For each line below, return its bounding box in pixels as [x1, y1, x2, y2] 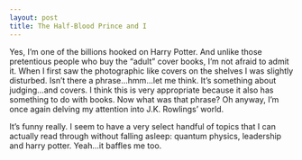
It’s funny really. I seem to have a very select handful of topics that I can [9, 120, 277, 131]
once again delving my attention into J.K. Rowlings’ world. [9, 103, 224, 114]
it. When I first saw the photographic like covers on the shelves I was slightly [9, 65, 294, 76]
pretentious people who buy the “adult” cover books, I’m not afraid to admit [9, 56, 290, 67]
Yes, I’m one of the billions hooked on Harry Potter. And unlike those [9, 46, 263, 57]
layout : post [9, 13, 59, 22]
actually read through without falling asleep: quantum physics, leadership [9, 130, 282, 141]
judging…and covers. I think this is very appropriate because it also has [9, 84, 274, 95]
